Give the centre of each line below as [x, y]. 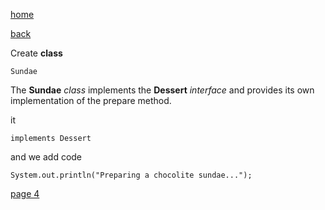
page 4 [25, 193]
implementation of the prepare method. [91, 100]
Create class [36, 53]
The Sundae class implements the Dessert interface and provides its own [162, 90]
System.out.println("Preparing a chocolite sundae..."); [131, 175]
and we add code [46, 157]
